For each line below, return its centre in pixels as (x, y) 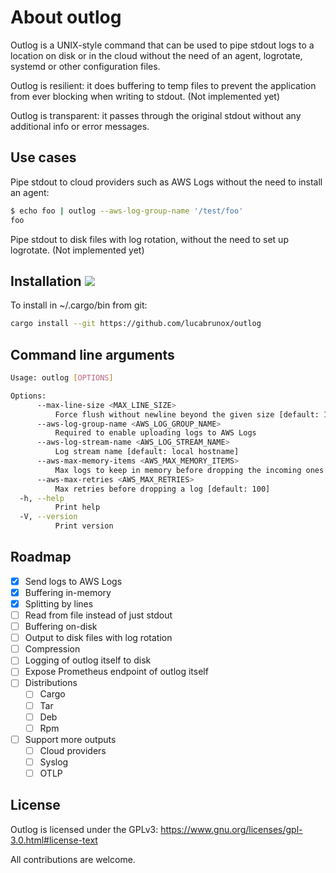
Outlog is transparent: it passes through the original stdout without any (156, 115)
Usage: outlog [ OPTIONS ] (62, 378)
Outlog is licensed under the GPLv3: (84, 829)
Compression (52, 649)
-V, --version (48, 517)
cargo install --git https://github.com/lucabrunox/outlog (136, 324)
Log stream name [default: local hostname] (147, 452)
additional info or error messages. (80, 126)
